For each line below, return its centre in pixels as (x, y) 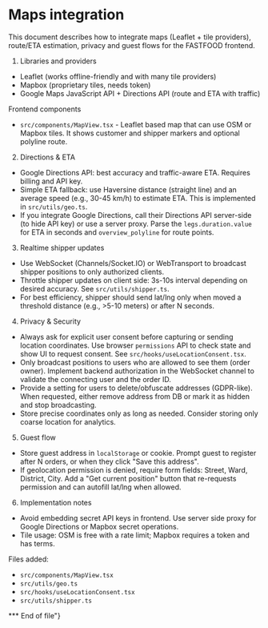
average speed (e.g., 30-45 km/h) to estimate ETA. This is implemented (138, 198)
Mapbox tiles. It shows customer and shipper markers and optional (130, 133)
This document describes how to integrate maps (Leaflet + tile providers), (130, 37)
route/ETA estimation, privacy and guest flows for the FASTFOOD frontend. (132, 45)
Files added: (29, 559)
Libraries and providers (58, 61)
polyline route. (44, 141)
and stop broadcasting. (58, 405)
